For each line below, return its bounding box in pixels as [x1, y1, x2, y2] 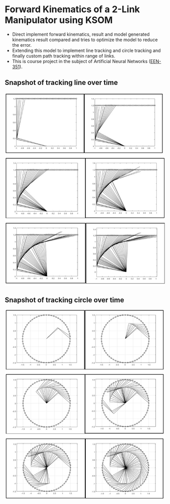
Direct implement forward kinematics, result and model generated [12, 31, 150, 37]
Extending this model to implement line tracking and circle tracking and [12, 47, 161, 53]
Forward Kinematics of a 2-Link [5, 4, 140, 15]
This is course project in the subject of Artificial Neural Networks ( [12, 58, 151, 64]
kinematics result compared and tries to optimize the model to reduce [12, 37, 158, 43]
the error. [12, 42, 32, 48]
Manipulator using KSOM [5, 14, 113, 26]
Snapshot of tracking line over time [5, 78, 118, 87]
